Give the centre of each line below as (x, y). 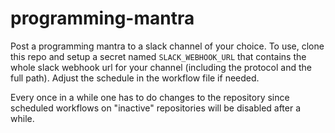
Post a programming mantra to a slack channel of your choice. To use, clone (167, 46)
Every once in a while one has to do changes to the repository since (150, 97)
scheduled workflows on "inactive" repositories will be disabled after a (156, 108)
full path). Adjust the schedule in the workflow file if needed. (135, 78)
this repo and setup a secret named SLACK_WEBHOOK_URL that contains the (158, 56)
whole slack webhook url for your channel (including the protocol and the (161, 67)
